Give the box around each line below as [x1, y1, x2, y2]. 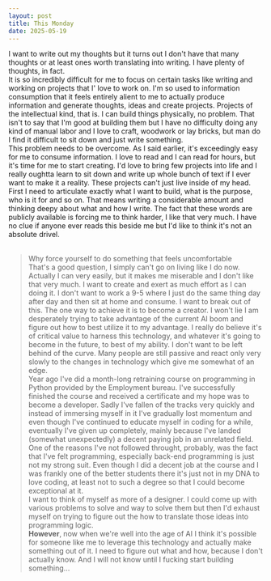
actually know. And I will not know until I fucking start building [28, 555, 235, 565]
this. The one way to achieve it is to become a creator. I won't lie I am [28, 305, 259, 316]
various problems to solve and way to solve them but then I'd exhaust [28, 503, 260, 513]
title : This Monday [8, 19, 74, 28]
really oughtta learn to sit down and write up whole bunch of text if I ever [8, 169, 251, 179]
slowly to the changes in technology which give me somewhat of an [28, 357, 255, 367]
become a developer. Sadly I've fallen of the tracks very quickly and [28, 400, 255, 409]
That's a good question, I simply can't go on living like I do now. [28, 262, 240, 272]
